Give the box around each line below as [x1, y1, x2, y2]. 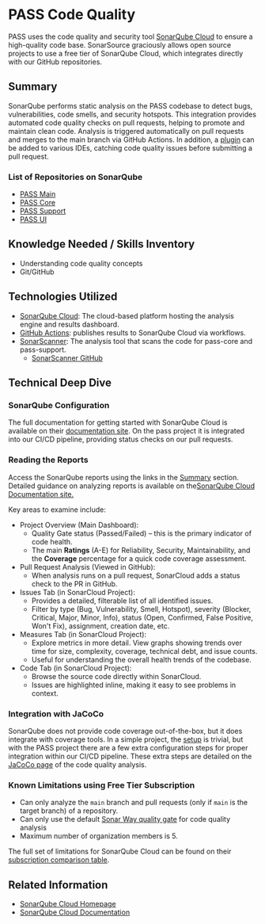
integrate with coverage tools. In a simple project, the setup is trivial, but [8, 735, 244, 744]
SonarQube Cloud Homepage [19, 899, 116, 909]
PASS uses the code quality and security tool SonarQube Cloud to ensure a [8, 32, 253, 41]
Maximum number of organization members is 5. [19, 831, 178, 841]
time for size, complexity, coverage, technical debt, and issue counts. [31, 646, 258, 655]
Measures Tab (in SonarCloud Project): [19, 629, 147, 639]
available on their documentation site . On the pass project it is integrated [8, 426, 245, 436]
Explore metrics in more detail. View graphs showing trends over [31, 638, 243, 647]
